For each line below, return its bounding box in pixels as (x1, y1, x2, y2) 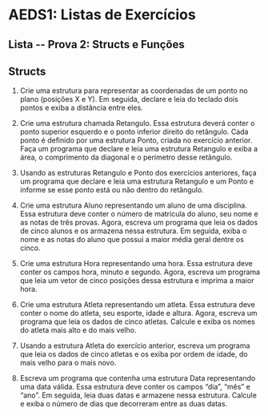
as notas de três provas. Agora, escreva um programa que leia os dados (19, 218, 258, 228)
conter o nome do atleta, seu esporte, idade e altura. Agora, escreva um (19, 309, 258, 318)
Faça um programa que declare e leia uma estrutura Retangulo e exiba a (19, 144, 258, 154)
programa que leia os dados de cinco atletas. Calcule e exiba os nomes (19, 317, 256, 326)
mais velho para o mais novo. (19, 358, 117, 368)
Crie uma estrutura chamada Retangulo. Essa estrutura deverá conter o (19, 119, 255, 128)
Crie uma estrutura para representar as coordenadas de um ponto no (19, 86, 248, 95)
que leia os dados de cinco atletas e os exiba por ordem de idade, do (19, 349, 248, 359)
